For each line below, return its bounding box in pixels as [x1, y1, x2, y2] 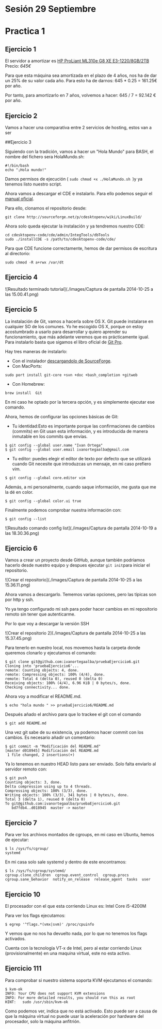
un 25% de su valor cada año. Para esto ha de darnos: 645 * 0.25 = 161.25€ [5, 78, 158, 84]
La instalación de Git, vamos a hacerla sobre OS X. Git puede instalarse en [5, 318, 154, 324]
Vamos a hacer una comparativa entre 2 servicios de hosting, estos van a [5, 125, 152, 130]
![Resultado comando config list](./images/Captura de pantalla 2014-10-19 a [5, 525, 157, 531]
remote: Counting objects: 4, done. [5, 668, 79, 673]
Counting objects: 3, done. [5, 780, 62, 785]
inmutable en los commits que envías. [12, 433, 88, 439]
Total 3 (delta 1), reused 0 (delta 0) [5, 797, 86, 802]
